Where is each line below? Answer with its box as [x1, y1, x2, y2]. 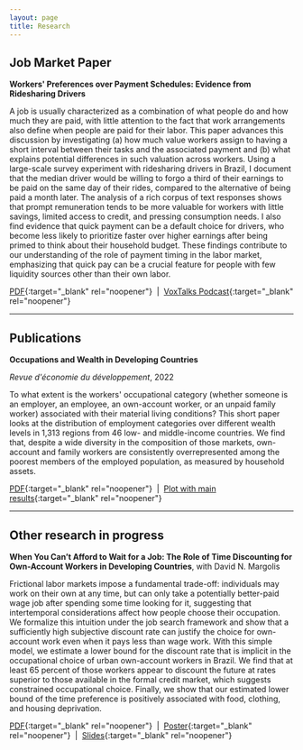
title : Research [9, 22, 70, 31]
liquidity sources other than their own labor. [9, 269, 171, 279]
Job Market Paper [9, 55, 112, 70]
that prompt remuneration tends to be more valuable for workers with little [9, 202, 284, 213]
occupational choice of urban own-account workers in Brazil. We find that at [9, 654, 293, 665]
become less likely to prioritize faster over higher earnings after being [9, 231, 269, 242]
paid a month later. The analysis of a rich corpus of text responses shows [9, 192, 282, 203]
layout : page [9, 13, 59, 23]
